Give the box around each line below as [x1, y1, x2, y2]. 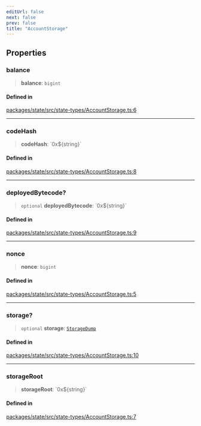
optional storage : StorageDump [20, 325, 96, 332]
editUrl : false [6, 8, 44, 15]
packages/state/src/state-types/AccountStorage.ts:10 [6, 352, 139, 359]
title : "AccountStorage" [6, 25, 68, 32]
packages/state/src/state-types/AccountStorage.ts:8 [6, 167, 137, 175]
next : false [6, 14, 36, 20]
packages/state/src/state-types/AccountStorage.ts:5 [6, 290, 136, 298]
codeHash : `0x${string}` [20, 140, 82, 148]
